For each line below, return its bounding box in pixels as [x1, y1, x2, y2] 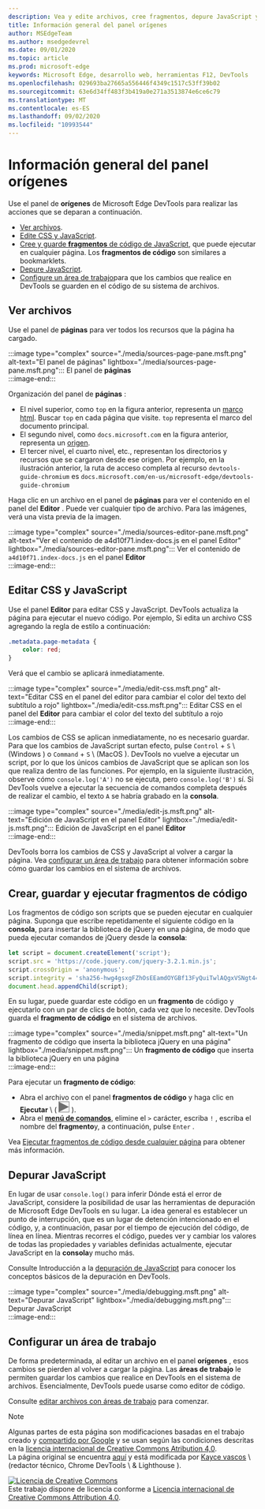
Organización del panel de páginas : [8, 389, 126, 399]
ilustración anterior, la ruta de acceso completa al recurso [19, 462, 207, 473]
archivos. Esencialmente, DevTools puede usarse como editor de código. [8, 1381, 246, 1391]
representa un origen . [19, 438, 91, 447]
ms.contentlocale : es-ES [8, 104, 90, 112]
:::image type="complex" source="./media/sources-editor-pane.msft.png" [8, 527, 249, 537]
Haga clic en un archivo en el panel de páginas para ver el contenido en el [8, 495, 250, 504]
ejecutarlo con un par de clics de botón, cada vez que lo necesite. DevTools [8, 1005, 255, 1014]
